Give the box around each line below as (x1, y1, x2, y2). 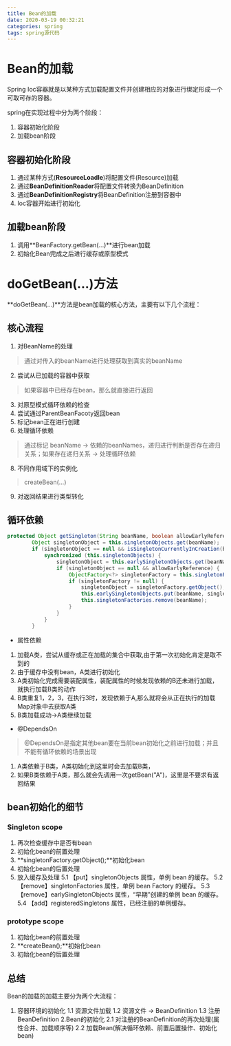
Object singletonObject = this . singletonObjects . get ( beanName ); (32, 539, 220, 546)
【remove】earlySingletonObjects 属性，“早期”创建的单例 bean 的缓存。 (16, 890, 222, 899)
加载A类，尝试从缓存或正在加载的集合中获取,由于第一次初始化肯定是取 (16, 650, 217, 658)
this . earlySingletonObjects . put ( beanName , (80, 590, 205, 598)
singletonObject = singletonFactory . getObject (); (80, 584, 226, 591)
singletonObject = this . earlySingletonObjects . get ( (56, 558, 208, 565)
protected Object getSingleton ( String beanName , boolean (7, 533, 174, 540)
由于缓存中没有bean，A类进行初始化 (16, 667, 120, 676)
